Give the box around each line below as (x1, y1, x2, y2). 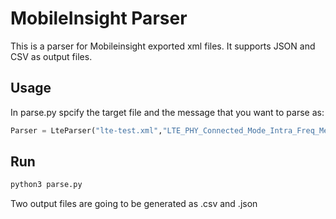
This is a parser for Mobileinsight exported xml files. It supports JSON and (10, 40, 316, 52)
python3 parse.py (10, 180, 83, 190)
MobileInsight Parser (10, 7, 188, 30)
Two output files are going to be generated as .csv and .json (10, 198, 258, 210)
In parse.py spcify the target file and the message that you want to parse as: (10, 106, 325, 118)
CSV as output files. (10, 50, 93, 62)
